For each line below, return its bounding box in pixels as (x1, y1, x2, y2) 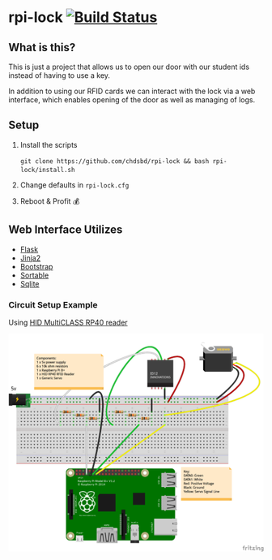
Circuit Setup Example (8, 299, 99, 310)
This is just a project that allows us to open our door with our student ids (8, 62, 249, 71)
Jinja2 (19, 252, 41, 263)
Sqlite (19, 278, 40, 288)
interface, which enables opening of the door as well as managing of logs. (8, 95, 256, 105)
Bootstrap (19, 261, 53, 271)
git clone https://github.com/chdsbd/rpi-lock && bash (19, 157, 210, 166)
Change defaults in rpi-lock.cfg (19, 179, 130, 190)
